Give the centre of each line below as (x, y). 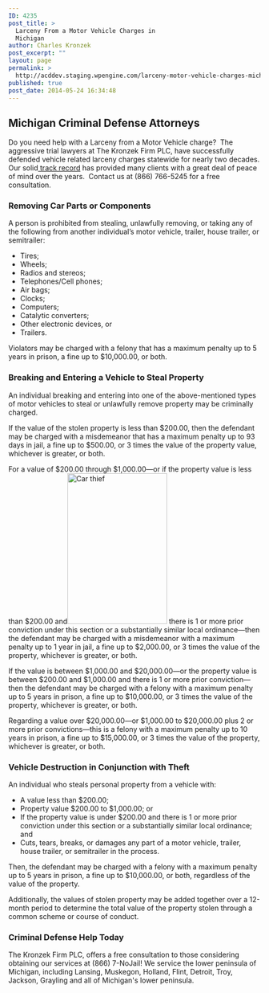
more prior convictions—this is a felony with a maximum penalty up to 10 (128, 729)
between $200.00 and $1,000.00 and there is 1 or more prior (108, 679)
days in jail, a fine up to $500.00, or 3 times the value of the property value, (133, 445)
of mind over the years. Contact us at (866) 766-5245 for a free (114, 177)
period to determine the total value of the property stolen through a (142, 908)
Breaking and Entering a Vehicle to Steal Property (106, 378)
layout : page (30, 61)
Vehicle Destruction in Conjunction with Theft (99, 766)
